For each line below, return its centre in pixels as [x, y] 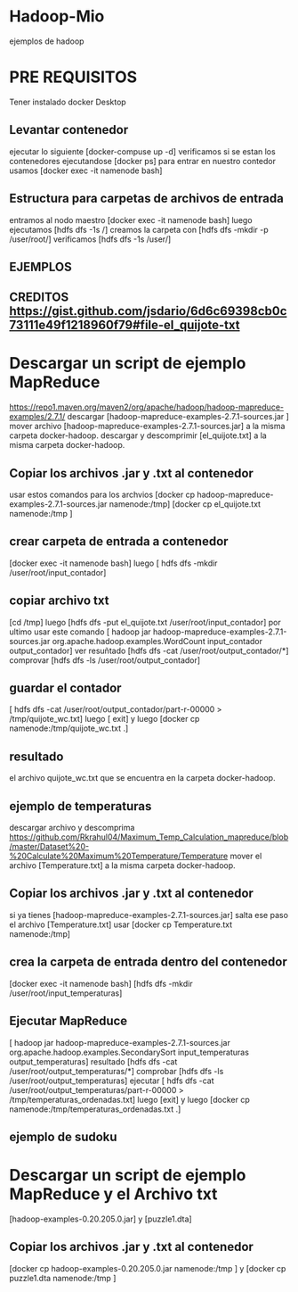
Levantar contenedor [69, 130]
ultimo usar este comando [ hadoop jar [80, 632]
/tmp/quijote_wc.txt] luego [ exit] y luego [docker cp [105, 719]
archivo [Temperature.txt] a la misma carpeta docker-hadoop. [122, 865]
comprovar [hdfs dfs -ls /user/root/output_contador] [105, 660]
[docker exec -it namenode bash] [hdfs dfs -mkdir [101, 983]
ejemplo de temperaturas [81, 806]
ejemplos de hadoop [47, 41]
